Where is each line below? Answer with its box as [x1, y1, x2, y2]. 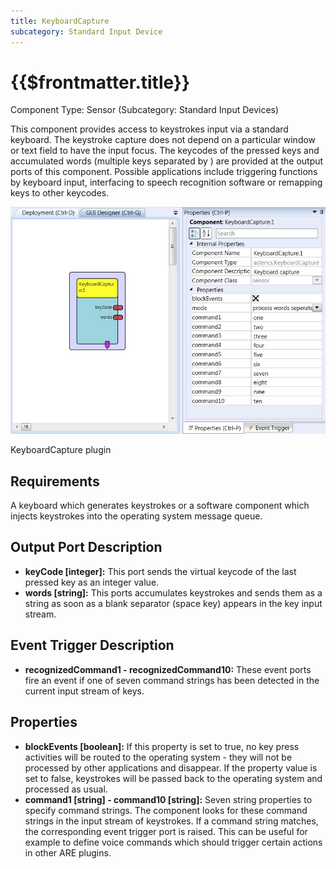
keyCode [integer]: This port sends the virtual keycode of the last [24, 565, 297, 577]
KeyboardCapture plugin [10, 444, 112, 456]
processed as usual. [24, 783, 108, 795]
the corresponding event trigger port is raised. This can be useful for [24, 825, 308, 837]
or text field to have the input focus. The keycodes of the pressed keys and [10, 145, 320, 157]
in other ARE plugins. [24, 846, 112, 859]
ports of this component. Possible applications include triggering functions [10, 166, 318, 178]
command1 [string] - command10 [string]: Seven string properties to [24, 793, 313, 805]
